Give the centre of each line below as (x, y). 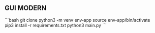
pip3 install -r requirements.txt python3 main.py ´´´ (56, 25)
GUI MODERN (26, 8)
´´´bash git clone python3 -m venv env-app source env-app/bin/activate (77, 20)
